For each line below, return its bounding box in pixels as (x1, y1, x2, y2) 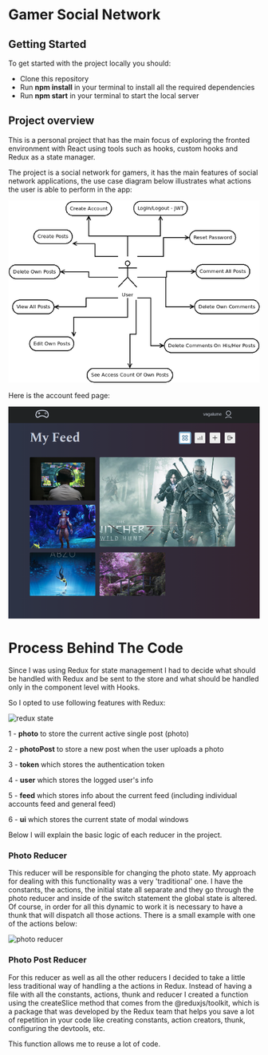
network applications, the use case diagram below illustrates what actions (8, 176, 251, 185)
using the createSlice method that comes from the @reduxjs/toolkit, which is (8, 998, 260, 1007)
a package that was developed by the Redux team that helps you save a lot (8, 1006, 255, 1016)
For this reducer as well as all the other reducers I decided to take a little (8, 972, 246, 982)
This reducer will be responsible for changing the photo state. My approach (8, 868, 257, 878)
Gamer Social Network (8, 6, 161, 24)
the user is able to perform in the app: (8, 184, 133, 194)
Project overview (8, 114, 95, 128)
